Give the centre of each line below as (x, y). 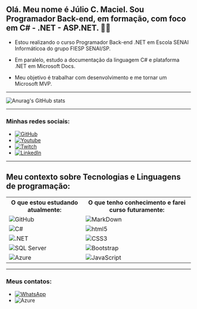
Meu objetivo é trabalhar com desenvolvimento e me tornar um (91, 77)
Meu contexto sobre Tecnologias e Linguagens (94, 177)
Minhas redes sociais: (38, 121)
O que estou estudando (44, 202)
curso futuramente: (137, 210)
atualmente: (44, 210)
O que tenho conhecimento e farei (137, 202)
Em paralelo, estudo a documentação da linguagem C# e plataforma (97, 60)
